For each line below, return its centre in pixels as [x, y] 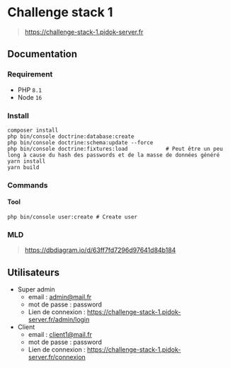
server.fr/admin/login [59, 320]
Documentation [42, 54]
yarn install [27, 161]
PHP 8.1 [30, 90]
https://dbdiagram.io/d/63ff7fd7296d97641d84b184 [100, 250]
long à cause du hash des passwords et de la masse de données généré [114, 155]
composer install [33, 130]
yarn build [23, 167]
